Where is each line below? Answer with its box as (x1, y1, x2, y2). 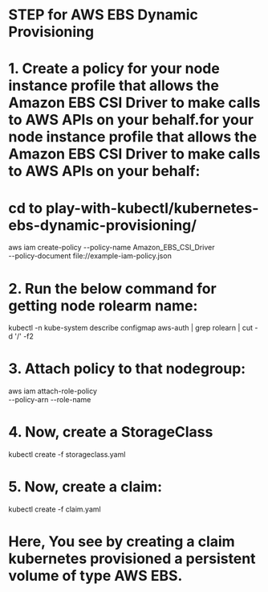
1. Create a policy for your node (8, 60, 221, 78)
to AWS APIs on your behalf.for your (8, 111, 254, 129)
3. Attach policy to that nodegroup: (8, 360, 246, 378)
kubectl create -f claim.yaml (8, 504, 102, 514)
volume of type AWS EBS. (8, 567, 183, 585)
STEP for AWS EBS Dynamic (8, 6, 198, 24)
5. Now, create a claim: (8, 478, 163, 496)
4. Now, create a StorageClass (8, 423, 213, 442)
